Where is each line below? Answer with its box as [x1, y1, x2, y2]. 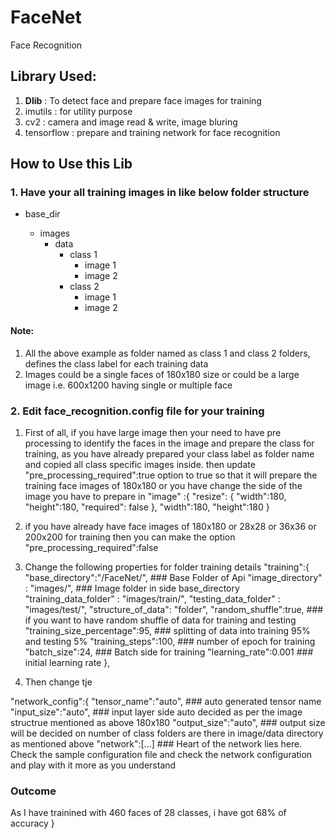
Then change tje [24, 676, 93, 688]
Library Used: [10, 68, 97, 85]
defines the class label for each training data [24, 357, 209, 370]
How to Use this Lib [10, 156, 133, 173]
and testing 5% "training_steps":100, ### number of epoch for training [24, 635, 316, 647]
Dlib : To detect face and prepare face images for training [24, 94, 262, 106]
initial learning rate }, [24, 656, 111, 668]
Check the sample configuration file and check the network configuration [10, 748, 313, 760]
